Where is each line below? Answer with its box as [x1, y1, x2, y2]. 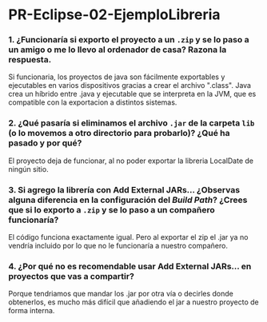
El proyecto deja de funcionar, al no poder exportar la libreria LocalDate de [8, 156, 254, 165]
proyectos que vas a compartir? [8, 271, 134, 281]
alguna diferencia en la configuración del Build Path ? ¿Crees [8, 194, 248, 205]
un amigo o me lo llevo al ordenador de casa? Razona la [8, 44, 227, 55]
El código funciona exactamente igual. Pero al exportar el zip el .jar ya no [8, 233, 249, 242]
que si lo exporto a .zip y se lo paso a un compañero [8, 204, 215, 215]
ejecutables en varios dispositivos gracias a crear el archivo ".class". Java [8, 81, 252, 90]
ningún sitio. [8, 164, 50, 173]
